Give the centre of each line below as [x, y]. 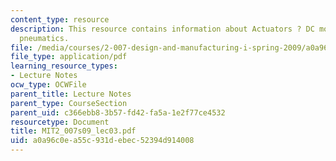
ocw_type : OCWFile [48, 85]
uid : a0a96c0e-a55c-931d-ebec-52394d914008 [102, 141]
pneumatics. [44, 38]
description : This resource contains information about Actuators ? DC [162, 29]
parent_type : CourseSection [69, 103]
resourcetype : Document [60, 122]
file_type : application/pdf [69, 57]
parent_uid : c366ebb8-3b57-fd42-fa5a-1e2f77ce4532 [118, 112]
